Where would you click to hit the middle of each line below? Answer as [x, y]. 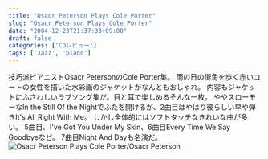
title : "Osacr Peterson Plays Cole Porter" [82, 16]
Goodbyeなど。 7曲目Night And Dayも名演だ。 [85, 137]
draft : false [30, 38]
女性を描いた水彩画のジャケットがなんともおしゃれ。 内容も [129, 87]
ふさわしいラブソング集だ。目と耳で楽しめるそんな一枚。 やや [125, 97]
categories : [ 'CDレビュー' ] [53, 46]
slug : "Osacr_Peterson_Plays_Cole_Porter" [80, 23]
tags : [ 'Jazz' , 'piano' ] [50, 53]
